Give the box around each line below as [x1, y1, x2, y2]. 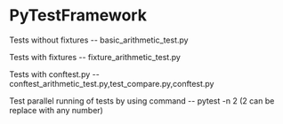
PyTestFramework [9, 5, 147, 26]
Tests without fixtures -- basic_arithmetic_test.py [9, 35, 189, 45]
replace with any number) [9, 105, 104, 115]
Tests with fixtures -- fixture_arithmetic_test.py [9, 51, 181, 62]
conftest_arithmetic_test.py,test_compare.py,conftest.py [9, 78, 214, 89]
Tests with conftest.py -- [9, 68, 100, 80]
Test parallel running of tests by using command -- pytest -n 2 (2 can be [9, 95, 275, 106]
